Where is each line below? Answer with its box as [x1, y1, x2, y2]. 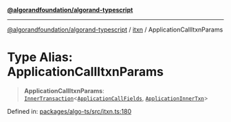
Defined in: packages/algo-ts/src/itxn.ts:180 [7, 107, 132, 115]
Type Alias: [7, 49, 74, 65]
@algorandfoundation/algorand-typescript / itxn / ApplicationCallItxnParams [7, 25, 223, 34]
